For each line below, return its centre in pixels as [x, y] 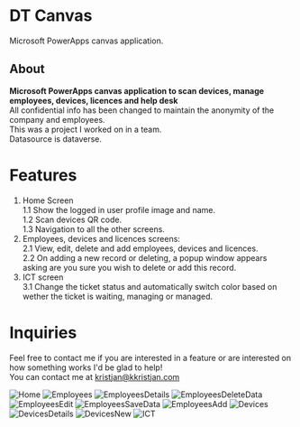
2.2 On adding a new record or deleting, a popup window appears [145, 257]
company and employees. [57, 119]
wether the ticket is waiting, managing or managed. [118, 296]
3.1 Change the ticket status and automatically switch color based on [150, 286]
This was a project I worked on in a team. [86, 129]
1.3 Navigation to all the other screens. [93, 229]
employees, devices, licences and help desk [94, 100]
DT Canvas [51, 16]
